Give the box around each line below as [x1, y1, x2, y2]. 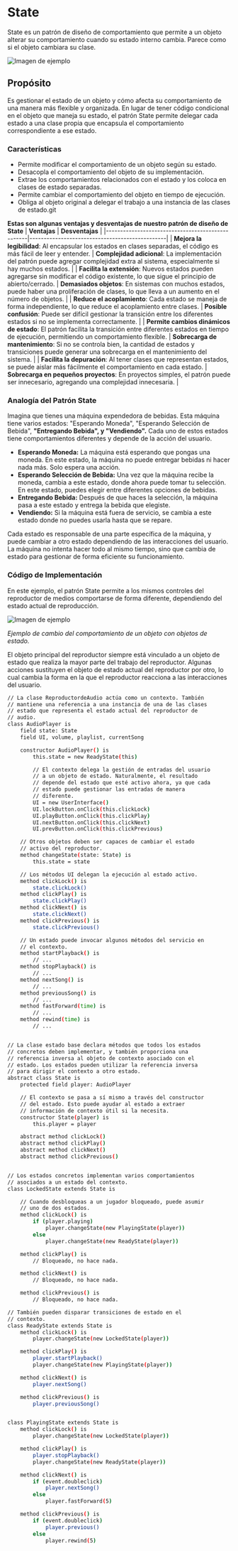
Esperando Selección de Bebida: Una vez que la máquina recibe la [17, 470, 214, 480]
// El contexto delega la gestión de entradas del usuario [33, 766, 211, 773]
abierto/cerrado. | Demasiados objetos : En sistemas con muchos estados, [7, 280, 225, 288]
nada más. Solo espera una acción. [17, 463, 120, 472]
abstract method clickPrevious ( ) [20, 1153, 119, 1160]
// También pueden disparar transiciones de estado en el [7, 1309, 182, 1316]
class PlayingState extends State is [7, 1419, 119, 1427]
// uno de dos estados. [20, 1205, 91, 1212]
